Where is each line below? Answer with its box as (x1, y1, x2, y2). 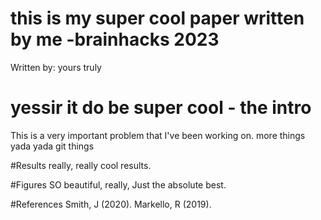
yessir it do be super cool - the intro (10, 97, 312, 119)
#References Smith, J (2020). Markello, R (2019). (10, 198, 212, 210)
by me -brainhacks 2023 (10, 28, 220, 51)
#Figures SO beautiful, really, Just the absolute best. (10, 178, 227, 191)
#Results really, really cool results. (10, 159, 152, 171)
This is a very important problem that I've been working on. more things (10, 129, 306, 141)
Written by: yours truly (10, 61, 102, 73)
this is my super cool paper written (10, 7, 305, 30)
